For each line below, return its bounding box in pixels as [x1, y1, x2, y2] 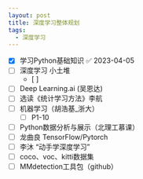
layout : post [8, 11, 51, 20]
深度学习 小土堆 [19, 66, 71, 75]
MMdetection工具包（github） [19, 162, 118, 171]
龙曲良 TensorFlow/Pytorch [19, 132, 108, 141]
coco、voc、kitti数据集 [19, 152, 94, 161]
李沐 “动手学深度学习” [19, 142, 90, 152]
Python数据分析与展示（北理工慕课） [19, 122, 140, 132]
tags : [8, 26, 26, 34]
